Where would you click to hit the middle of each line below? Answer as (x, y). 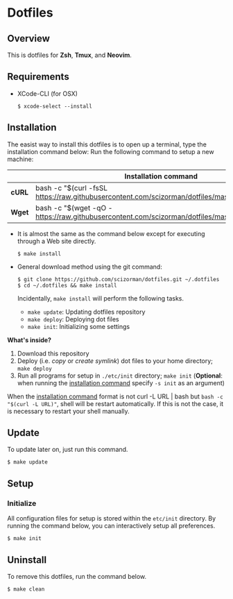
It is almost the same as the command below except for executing (111, 233)
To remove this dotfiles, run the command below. (77, 576)
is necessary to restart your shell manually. (68, 411)
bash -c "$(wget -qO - (74, 208)
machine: (20, 159)
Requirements (38, 77)
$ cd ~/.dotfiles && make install (67, 285)
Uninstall (27, 560)
